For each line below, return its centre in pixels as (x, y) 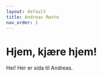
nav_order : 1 (22, 22)
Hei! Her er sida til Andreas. (40, 68)
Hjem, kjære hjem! (52, 52)
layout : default (26, 11)
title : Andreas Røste (33, 17)
